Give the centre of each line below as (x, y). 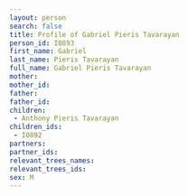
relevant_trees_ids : (48, 169)
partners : (28, 144)
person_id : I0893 (42, 43)
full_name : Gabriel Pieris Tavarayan (80, 69)
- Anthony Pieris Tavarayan (66, 118)
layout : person (38, 18)
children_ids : (36, 127)
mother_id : (30, 85)
